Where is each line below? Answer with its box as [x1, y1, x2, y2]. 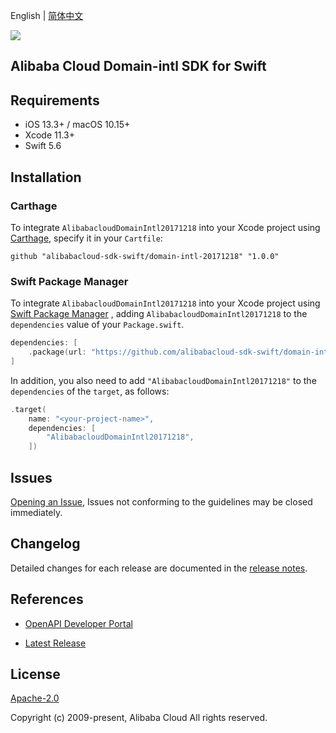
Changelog [10, 535, 81, 553]
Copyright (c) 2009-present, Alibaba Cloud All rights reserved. [10, 712, 268, 724]
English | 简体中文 [10, 10, 84, 21]
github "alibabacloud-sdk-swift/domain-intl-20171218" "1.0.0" [10, 251, 280, 261]
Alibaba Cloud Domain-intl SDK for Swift [10, 58, 267, 75]
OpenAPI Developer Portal [24, 617, 133, 629]
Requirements [10, 92, 100, 109]
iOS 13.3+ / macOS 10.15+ [24, 119, 131, 131]
